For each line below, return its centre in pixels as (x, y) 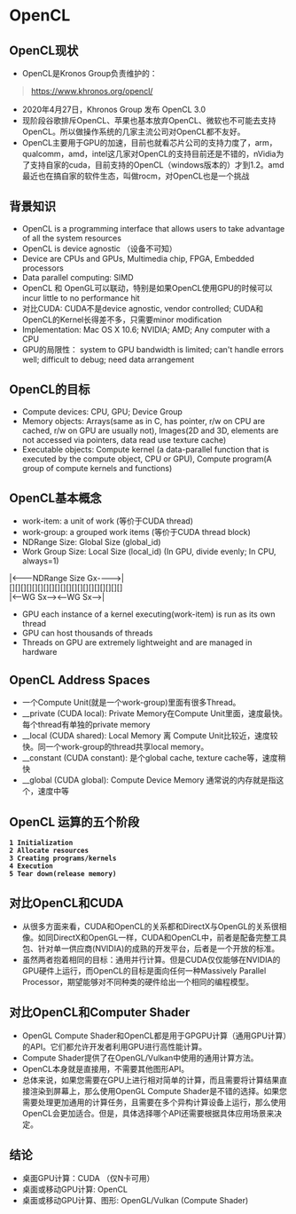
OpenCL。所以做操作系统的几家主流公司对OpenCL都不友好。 (133, 131)
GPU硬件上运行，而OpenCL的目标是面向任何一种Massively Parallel (144, 970)
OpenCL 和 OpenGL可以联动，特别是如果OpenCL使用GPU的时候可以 (147, 288)
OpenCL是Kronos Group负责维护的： (90, 73)
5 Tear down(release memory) (63, 874)
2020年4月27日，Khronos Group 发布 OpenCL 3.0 (114, 109)
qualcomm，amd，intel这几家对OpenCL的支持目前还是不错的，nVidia (149, 154)
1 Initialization (41, 843)
